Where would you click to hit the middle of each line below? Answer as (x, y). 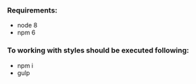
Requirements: (32, 10)
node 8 (27, 25)
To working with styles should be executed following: (98, 50)
